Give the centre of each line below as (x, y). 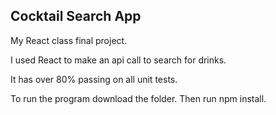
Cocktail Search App (76, 16)
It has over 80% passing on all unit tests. (94, 79)
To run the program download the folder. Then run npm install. (138, 98)
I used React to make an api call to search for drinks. (118, 60)
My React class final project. (69, 40)
